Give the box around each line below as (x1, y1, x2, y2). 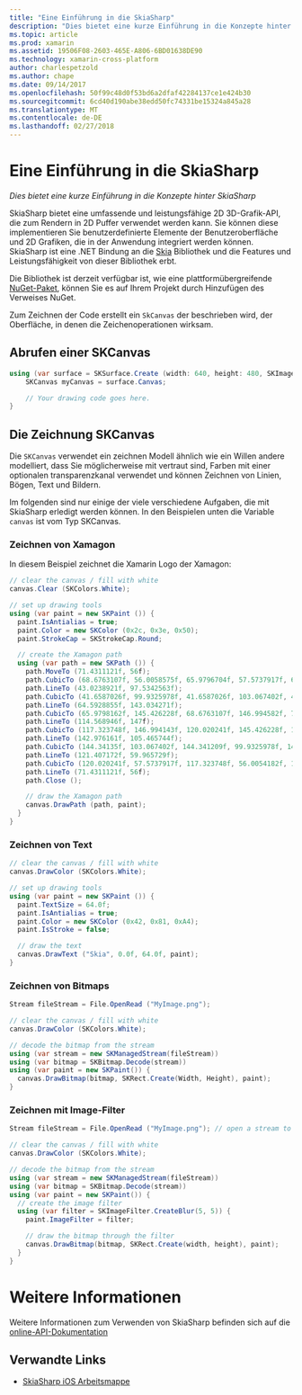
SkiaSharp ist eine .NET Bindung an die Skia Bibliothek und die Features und (9, 246, 292, 256)
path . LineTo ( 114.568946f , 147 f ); (25, 717, 155, 727)
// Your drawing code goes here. (25, 393, 151, 403)
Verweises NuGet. (9, 291, 76, 302)
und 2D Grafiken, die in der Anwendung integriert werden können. (9, 236, 254, 247)
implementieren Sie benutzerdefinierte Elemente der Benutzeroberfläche (9, 227, 279, 237)
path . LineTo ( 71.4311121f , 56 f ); (25, 767, 151, 776)
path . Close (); (25, 775, 83, 785)
